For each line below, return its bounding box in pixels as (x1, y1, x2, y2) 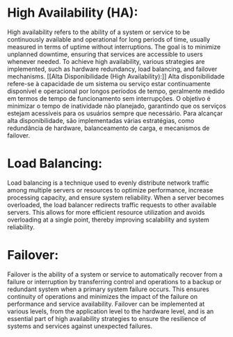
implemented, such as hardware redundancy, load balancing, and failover (7, 65, 218, 73)
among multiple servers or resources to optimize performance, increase (7, 186, 214, 194)
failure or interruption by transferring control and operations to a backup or (7, 277, 222, 286)
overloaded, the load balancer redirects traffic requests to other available (7, 200, 217, 209)
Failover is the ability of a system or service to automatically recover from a (7, 270, 223, 279)
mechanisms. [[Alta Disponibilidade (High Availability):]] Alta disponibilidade (7, 72, 225, 81)
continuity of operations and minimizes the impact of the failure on (7, 292, 198, 300)
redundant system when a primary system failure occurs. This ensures (7, 285, 210, 293)
